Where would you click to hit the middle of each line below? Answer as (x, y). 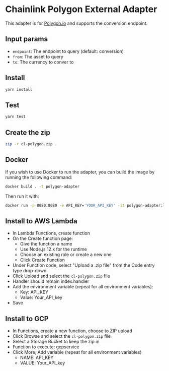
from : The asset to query (38, 56)
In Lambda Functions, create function (51, 233)
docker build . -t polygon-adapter (43, 187)
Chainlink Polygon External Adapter (81, 9)
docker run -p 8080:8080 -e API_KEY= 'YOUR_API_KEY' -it (65, 205)
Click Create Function (43, 260)
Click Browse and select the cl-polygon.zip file (62, 336)
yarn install (19, 89)
